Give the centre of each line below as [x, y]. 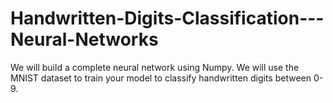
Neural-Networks [84, 39]
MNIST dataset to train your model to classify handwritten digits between [161, 78]
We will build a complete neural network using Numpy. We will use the [155, 67]
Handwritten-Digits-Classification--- [167, 18]
